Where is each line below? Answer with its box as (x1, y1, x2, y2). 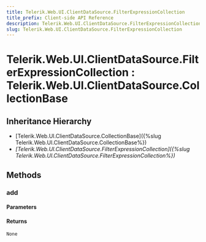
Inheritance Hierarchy (6, 116, 92, 127)
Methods (6, 170, 42, 180)
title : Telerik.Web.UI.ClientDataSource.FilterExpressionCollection (6, 9, 185, 15)
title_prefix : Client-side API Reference (6, 15, 114, 21)
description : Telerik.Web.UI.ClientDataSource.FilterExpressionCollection (6, 20, 202, 26)
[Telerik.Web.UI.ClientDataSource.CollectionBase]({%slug (15, 133, 161, 140)
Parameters (6, 203, 37, 211)
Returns (6, 217, 28, 225)
